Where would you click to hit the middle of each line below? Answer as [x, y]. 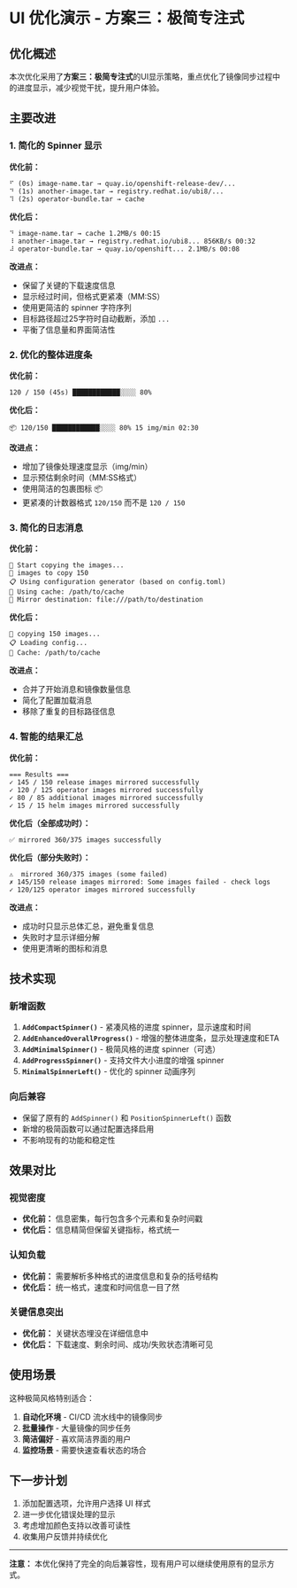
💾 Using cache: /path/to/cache [67, 592]
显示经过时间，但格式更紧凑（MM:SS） [93, 296]
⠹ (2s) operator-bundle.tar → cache [77, 199]
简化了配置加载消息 [57, 700]
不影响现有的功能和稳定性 [69, 1140]
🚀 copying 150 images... [55, 634]
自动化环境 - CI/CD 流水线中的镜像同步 [92, 1417]
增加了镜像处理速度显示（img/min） [87, 466]
